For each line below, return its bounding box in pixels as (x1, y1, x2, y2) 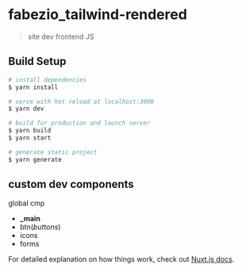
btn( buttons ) (19, 222, 61, 232)
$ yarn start (8, 134, 52, 142)
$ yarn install (8, 83, 59, 91)
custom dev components (8, 178, 135, 191)
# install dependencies (8, 75, 87, 84)
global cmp (8, 198, 45, 208)
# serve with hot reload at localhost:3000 (8, 98, 155, 105)
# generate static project (8, 148, 98, 156)
